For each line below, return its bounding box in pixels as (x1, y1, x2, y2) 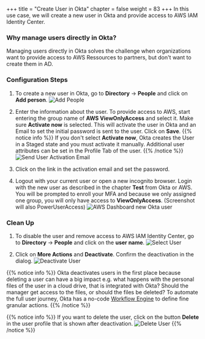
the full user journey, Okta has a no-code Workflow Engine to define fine (6, 295, 189, 302)
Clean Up (6, 218, 35, 227)
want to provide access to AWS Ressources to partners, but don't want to (6, 54, 192, 61)
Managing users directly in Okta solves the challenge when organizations (6, 47, 191, 54)
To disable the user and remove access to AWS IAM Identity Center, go (15, 232, 195, 239)
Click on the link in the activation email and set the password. (15, 165, 170, 173)
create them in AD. (6, 61, 53, 68)
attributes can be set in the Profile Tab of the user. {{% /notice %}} (15, 147, 184, 154)
